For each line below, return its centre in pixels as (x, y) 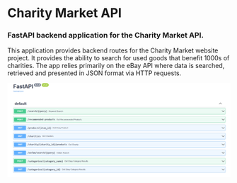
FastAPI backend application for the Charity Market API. (105, 35)
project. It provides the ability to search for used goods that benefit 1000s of (118, 58)
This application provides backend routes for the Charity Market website (113, 50)
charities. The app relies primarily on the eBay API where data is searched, (116, 66)
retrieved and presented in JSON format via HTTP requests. (94, 73)
